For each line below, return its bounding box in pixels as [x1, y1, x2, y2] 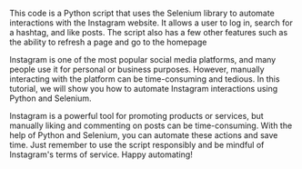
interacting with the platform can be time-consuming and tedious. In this [9, 74, 280, 84]
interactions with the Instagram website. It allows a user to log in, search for [9, 17, 293, 28]
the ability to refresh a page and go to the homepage [9, 36, 207, 47]
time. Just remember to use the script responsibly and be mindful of [9, 140, 265, 150]
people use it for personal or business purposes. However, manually [9, 64, 266, 75]
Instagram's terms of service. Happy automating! [9, 149, 193, 160]
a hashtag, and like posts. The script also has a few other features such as [9, 27, 288, 37]
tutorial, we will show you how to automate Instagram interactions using [9, 84, 278, 94]
